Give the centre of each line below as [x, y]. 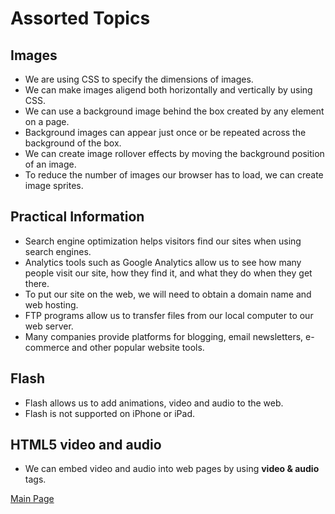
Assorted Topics [80, 18]
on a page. [47, 121]
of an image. [50, 164]
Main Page [32, 499]
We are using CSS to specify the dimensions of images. [139, 79]
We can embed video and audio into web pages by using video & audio [172, 469]
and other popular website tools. [138, 347]
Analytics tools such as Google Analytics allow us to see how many [163, 262]
